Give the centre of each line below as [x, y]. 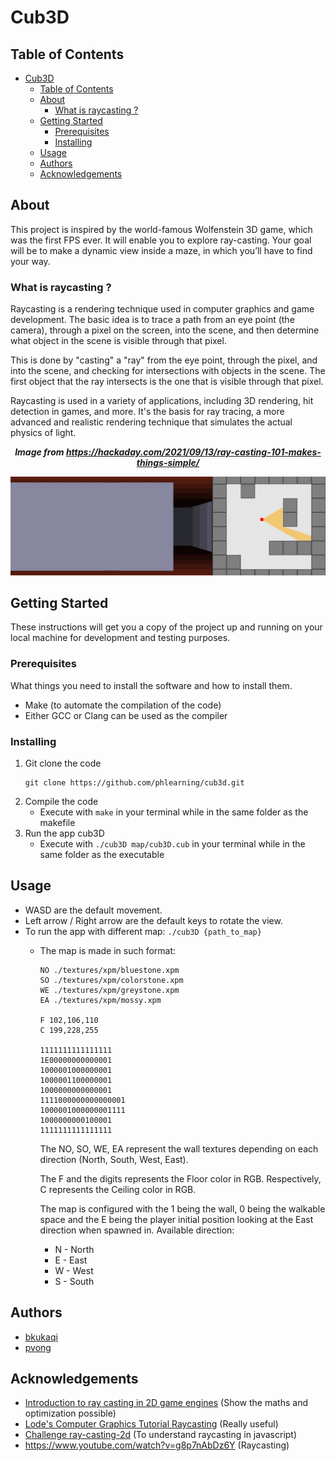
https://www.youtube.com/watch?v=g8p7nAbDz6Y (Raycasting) [157, 1445]
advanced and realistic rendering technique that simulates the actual [151, 422]
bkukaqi [41, 1337]
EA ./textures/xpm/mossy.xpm [100, 1000]
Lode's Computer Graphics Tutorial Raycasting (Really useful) [151, 1424]
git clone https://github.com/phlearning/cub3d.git [134, 783]
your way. [30, 261]
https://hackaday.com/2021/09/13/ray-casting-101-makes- [193, 452]
